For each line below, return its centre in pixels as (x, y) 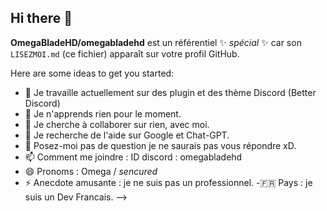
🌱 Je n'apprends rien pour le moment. (103, 113)
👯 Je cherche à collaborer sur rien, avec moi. (117, 124)
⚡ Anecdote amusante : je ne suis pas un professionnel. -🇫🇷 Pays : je (168, 182)
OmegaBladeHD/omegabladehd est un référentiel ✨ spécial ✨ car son (156, 42)
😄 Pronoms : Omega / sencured (91, 171)
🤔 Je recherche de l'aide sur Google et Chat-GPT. (127, 135)
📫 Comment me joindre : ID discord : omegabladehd (133, 157)
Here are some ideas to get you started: (92, 73)
